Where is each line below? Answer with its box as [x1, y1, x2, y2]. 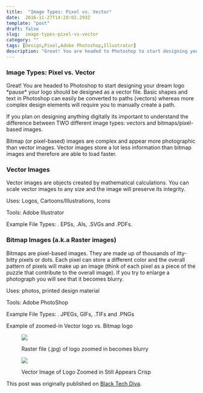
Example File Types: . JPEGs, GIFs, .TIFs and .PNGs [6, 310, 135, 317]
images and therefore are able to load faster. [6, 151, 117, 158]
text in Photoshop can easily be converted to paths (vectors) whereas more [6, 95, 195, 102]
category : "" [6, 37, 39, 43]
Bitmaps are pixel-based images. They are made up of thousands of [6, 249, 176, 257]
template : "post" [6, 20, 50, 26]
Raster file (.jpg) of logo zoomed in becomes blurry [21, 345, 149, 352]
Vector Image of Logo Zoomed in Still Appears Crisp [21, 368, 151, 375]
